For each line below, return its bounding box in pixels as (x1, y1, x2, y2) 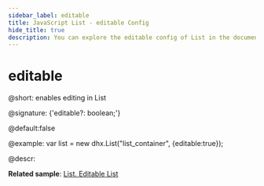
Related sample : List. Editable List (8, 170, 119, 179)
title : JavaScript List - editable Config (8, 19, 149, 27)
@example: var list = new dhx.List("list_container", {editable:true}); (8, 139, 224, 148)
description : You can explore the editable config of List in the (8, 33, 230, 42)
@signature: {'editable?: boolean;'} (8, 108, 121, 118)
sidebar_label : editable (8, 11, 90, 20)
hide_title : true (8, 26, 65, 34)
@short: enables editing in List (8, 93, 107, 103)
